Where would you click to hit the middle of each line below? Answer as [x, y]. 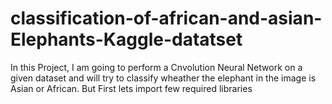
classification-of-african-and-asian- [166, 18]
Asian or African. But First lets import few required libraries [131, 88]
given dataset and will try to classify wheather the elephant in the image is [163, 78]
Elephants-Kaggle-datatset [126, 39]
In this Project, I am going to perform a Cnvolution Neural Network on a [156, 67]
